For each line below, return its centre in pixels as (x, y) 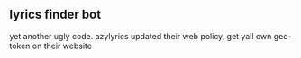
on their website (62, 46)
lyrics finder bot (55, 15)
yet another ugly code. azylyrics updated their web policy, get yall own (141, 36)
